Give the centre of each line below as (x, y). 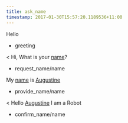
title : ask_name (26, 12)
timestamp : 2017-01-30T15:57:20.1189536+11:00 (64, 17)
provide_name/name (40, 91)
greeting (25, 46)
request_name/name (40, 68)
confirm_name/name (40, 114)
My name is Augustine (33, 80)
